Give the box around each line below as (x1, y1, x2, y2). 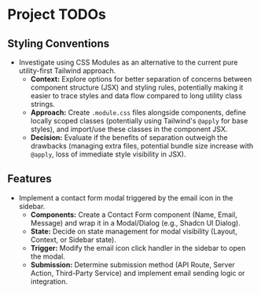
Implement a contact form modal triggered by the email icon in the (18, 193, 233, 202)
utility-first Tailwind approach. (18, 66, 116, 75)
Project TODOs (7, 6, 107, 24)
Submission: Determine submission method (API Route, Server (30, 259, 235, 269)
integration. (30, 277, 68, 286)
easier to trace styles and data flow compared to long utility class (30, 91, 243, 100)
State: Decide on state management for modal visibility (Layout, (30, 226, 237, 236)
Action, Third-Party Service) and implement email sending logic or (30, 268, 245, 277)
